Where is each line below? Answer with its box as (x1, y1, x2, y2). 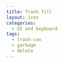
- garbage (11, 43, 36, 49)
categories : (6, 20, 36, 26)
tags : (6, 31, 20, 37)
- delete (11, 48, 34, 54)
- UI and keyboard (11, 25, 58, 32)
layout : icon (6, 14, 39, 20)
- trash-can (11, 37, 42, 43)
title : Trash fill (6, 8, 52, 15)
